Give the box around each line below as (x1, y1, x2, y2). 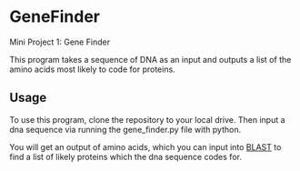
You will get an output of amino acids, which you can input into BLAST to (9, 141, 282, 152)
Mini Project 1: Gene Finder (9, 36, 111, 47)
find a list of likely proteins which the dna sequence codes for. (9, 151, 243, 162)
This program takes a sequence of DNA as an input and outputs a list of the (9, 54, 292, 65)
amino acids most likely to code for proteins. (9, 64, 175, 75)
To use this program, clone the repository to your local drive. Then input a (9, 114, 285, 125)
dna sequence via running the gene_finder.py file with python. (9, 124, 242, 135)
